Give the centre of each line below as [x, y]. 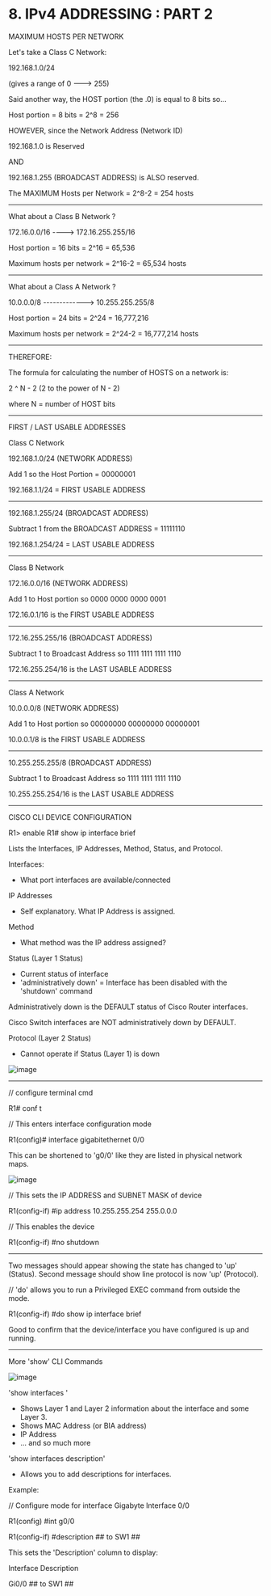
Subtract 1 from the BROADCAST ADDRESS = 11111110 [97, 528]
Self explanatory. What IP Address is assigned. [98, 911]
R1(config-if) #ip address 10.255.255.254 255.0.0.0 [93, 1210]
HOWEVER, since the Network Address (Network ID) [96, 130]
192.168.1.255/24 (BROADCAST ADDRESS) [79, 513]
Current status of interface [64, 973]
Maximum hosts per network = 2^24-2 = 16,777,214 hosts [104, 333]
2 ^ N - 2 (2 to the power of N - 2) [64, 388]
